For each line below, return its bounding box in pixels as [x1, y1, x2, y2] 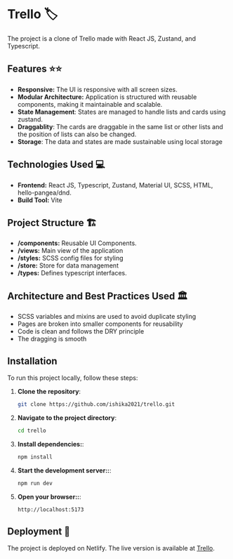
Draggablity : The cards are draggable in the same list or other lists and [17, 122, 223, 131]
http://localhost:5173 [17, 506, 84, 513]
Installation [7, 355, 58, 367]
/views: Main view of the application [17, 246, 124, 255]
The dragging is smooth [17, 335, 87, 343]
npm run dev [17, 480, 53, 487]
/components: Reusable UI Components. [17, 239, 137, 247]
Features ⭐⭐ [7, 63, 62, 75]
